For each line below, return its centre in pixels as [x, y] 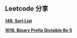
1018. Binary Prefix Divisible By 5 [38, 30]
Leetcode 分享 [27, 9]
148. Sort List [19, 20]
